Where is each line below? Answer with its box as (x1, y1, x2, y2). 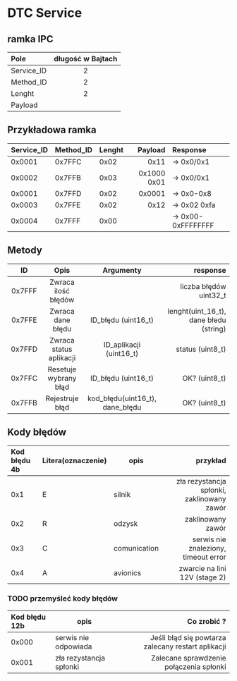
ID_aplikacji (103, 340, 141, 350)
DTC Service (7, 5, 83, 21)
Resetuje (47, 364, 77, 374)
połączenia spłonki (164, 661, 226, 671)
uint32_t (198, 290, 226, 300)
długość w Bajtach (54, 54, 118, 63)
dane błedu (188, 315, 226, 325)
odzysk (114, 519, 138, 529)
